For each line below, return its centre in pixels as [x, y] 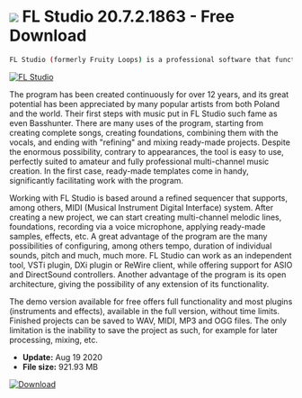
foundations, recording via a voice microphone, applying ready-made [138, 226]
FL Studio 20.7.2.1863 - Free [129, 17]
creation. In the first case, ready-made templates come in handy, [129, 171]
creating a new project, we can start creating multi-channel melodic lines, [146, 217]
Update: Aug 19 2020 [62, 357]
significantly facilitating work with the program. [97, 180]
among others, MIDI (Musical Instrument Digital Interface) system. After [142, 207]
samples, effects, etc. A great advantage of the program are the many [138, 236]
